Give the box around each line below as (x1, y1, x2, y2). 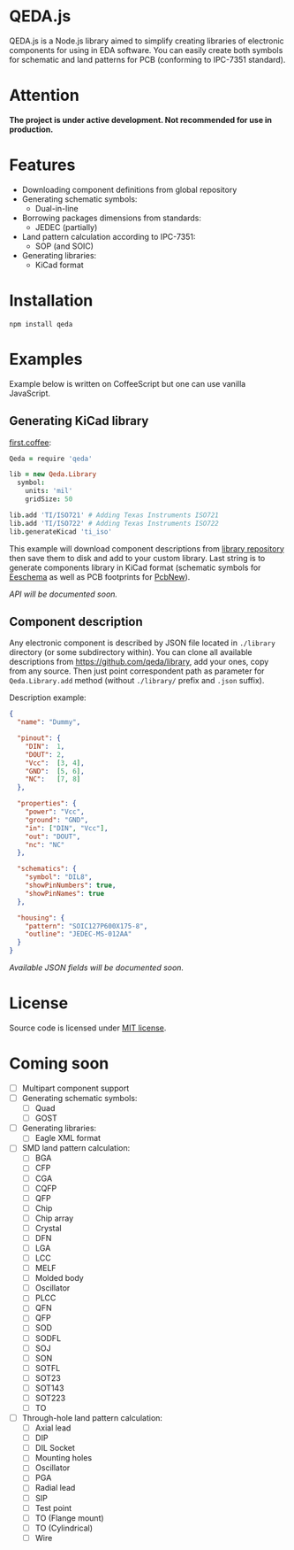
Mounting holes (34, 1453, 93, 1463)
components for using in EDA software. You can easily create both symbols (9, 44, 283, 55)
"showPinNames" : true (25, 889, 104, 898)
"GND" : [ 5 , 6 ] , (25, 767, 86, 775)
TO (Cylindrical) (34, 1523, 94, 1533)
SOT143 (34, 1383, 64, 1393)
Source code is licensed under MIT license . (9, 1022, 167, 1033)
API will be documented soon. (9, 589, 117, 599)
